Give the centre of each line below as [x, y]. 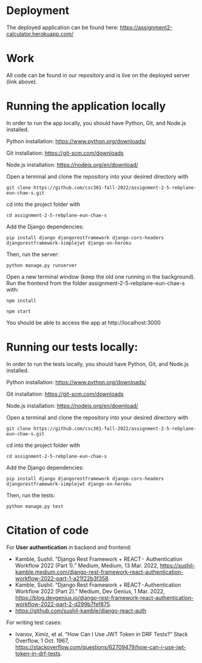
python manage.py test [35, 506]
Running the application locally [86, 106]
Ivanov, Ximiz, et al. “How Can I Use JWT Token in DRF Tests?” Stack [101, 634]
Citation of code [48, 530]
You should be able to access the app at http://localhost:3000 [83, 322]
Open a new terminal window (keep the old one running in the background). [101, 276]
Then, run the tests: [31, 495]
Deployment [38, 11]
